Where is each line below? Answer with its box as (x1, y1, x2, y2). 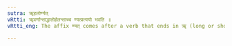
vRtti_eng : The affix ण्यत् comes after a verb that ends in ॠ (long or (7, 22, 215, 29)
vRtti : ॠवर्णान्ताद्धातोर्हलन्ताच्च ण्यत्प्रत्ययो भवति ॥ (7, 16, 112, 23)
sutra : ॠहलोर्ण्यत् (7, 9, 48, 17)
